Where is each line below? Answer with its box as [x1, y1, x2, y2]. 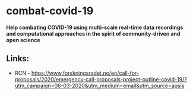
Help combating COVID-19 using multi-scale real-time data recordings [6, 24, 183, 31]
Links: [6, 53, 30, 64]
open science [6, 36, 40, 43]
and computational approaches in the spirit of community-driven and [6, 30, 181, 37]
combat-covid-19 [6, 4, 94, 18]
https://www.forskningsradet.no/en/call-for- [31, 69, 140, 77]
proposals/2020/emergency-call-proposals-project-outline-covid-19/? [14, 75, 187, 83]
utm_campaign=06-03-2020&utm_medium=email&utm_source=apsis [14, 82, 185, 89]
